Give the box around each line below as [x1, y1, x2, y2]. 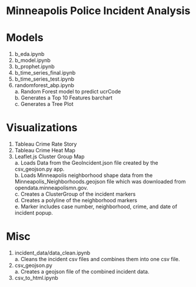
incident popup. [14, 209, 53, 216]
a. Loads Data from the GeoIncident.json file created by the [14, 159, 158, 166]
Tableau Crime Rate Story [14, 141, 77, 148]
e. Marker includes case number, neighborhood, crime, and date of [14, 203, 178, 210]
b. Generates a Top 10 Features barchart [14, 94, 113, 101]
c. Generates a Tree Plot [14, 101, 74, 108]
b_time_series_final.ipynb [14, 69, 76, 76]
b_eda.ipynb [14, 51, 45, 58]
